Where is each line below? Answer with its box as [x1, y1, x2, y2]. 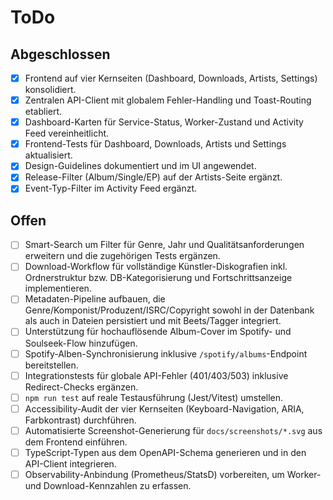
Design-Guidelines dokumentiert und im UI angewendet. [24, 160, 257, 172]
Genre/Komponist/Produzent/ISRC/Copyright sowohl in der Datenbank [24, 304, 315, 316]
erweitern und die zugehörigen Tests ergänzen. [24, 250, 221, 262]
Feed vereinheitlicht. [24, 127, 110, 140]
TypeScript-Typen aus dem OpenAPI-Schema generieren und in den [24, 446, 307, 458]
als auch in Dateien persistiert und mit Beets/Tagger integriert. [24, 315, 282, 327]
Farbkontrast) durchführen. [24, 414, 137, 426]
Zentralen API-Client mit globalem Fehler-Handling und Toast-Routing [24, 94, 312, 106]
